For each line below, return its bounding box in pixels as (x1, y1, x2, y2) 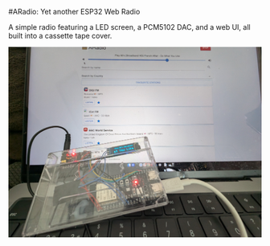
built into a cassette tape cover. (8, 31, 112, 40)
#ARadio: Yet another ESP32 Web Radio (8, 7, 141, 16)
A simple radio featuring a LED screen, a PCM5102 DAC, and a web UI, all (8, 23, 251, 31)
